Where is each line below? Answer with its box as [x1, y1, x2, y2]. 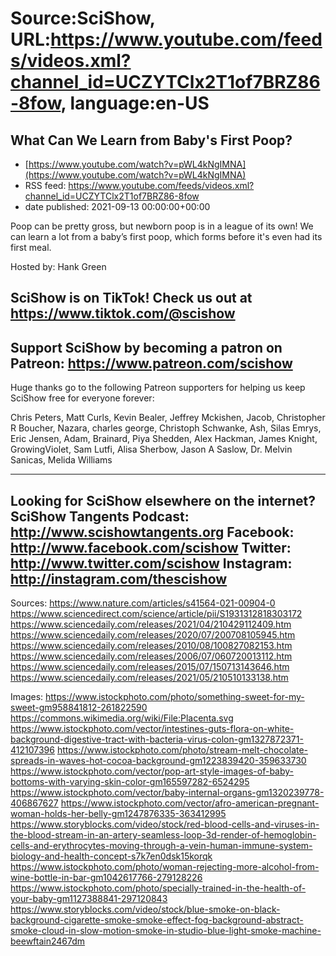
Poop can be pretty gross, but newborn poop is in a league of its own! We [10, 220, 314, 232]
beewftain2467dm [10, 935, 86, 947]
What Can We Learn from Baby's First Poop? [10, 132, 293, 149]
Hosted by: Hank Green [10, 261, 107, 272]
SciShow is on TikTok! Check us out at [10, 290, 253, 307]
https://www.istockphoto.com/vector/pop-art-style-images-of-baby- [10, 765, 295, 777]
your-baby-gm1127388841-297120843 [10, 893, 168, 905]
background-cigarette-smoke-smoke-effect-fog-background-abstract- [10, 914, 304, 926]
